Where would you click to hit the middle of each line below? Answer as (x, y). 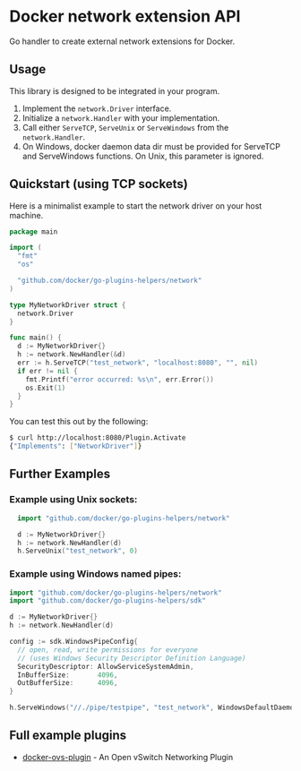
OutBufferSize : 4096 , (68, 683)
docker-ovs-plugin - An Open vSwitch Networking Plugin (128, 757)
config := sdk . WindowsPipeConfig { (74, 642)
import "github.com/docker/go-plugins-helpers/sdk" (107, 601)
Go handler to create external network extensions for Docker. (122, 41)
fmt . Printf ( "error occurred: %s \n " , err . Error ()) (120, 379)
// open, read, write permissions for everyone (108, 650)
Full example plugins (68, 736)
